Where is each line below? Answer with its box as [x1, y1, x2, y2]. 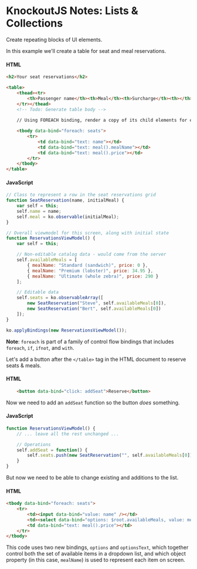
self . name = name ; [16, 208, 62, 214]
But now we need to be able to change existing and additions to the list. [6, 474, 179, 481]
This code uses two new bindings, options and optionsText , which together [6, 544, 189, 551]
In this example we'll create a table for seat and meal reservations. [6, 47, 167, 54]
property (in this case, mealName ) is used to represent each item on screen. [6, 557, 186, 564]
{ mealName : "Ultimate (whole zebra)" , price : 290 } [27, 273, 159, 279]
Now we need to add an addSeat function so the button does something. [6, 399, 180, 406]
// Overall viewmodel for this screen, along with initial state [6, 230, 169, 236]
